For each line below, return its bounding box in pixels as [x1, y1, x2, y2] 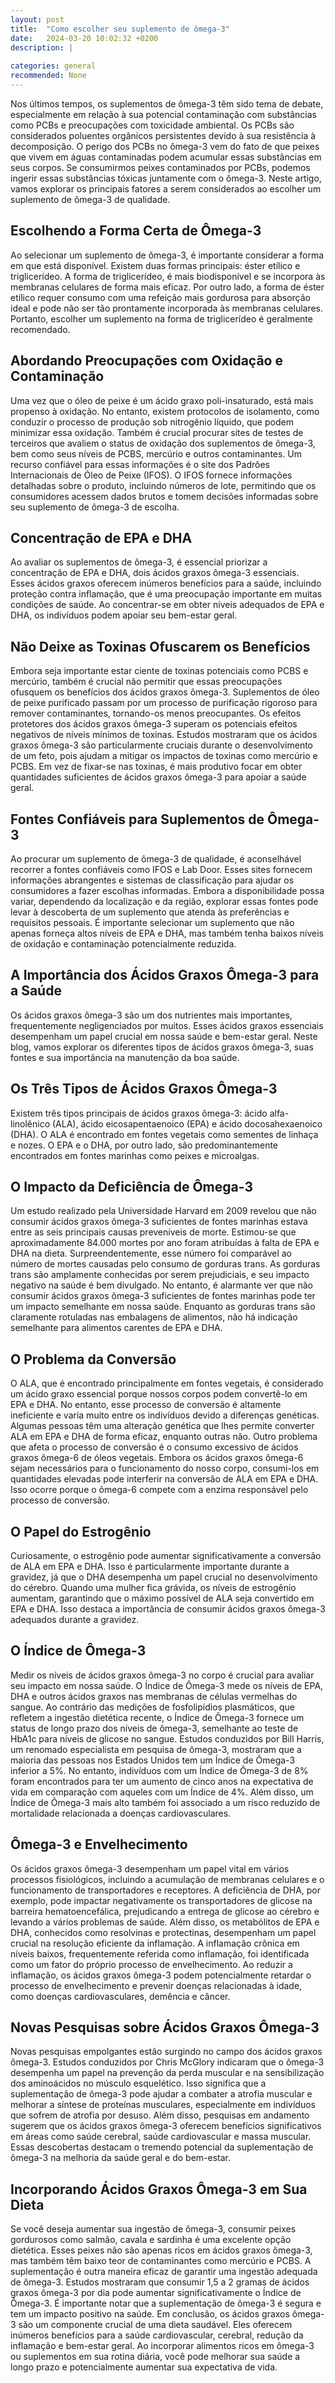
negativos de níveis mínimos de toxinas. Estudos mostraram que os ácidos [10, 729, 318, 741]
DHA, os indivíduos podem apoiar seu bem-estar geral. [10, 609, 238, 621]
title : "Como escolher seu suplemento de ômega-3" [10, 24, 230, 34]
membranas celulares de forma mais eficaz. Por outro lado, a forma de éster [10, 281, 325, 293]
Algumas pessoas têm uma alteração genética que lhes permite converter [10, 1420, 315, 1432]
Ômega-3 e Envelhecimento [10, 1836, 188, 1853]
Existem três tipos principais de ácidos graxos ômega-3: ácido [10, 1107, 268, 1119]
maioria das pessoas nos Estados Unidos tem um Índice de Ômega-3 [10, 1754, 296, 1766]
